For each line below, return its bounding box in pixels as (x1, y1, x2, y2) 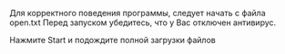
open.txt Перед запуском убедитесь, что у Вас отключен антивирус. (9, 17, 277, 28)
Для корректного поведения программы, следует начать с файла (9, 8, 266, 18)
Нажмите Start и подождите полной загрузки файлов (9, 35, 216, 45)
